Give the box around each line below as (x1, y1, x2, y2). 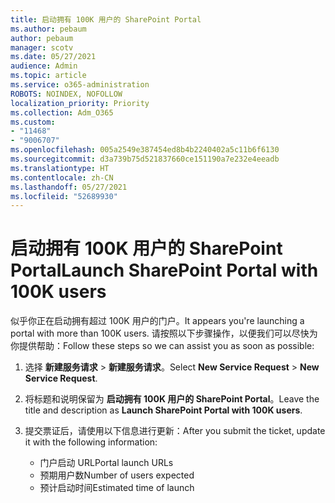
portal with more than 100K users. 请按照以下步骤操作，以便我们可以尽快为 (10, 327, 318, 340)
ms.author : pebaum (10, 24, 87, 34)
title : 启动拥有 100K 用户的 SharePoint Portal (10, 14, 202, 25)
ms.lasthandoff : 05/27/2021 (10, 182, 128, 192)
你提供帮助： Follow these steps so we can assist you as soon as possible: (10, 340, 315, 352)
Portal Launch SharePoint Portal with (10, 259, 319, 282)
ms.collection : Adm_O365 (10, 107, 114, 118)
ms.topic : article (10, 71, 87, 81)
